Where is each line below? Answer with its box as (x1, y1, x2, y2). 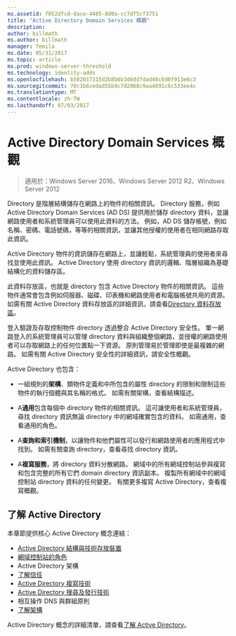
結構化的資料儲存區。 (7, 267, 69, 275)
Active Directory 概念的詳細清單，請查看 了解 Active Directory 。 (7, 621, 191, 629)
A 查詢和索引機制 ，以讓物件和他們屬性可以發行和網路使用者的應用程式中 (17, 436, 225, 444)
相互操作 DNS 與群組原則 (17, 597, 90, 605)
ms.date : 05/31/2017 (7, 50, 68, 57)
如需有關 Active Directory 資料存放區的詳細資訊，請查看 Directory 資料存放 (7, 299, 221, 308)
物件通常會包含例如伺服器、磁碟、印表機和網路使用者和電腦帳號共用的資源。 (7, 290, 229, 299)
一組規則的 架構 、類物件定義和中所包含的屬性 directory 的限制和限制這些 (17, 380, 226, 388)
